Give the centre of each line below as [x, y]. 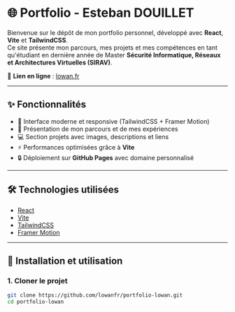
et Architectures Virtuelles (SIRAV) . [60, 62]
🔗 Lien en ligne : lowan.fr [43, 76]
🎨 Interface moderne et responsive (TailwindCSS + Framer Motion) [113, 121]
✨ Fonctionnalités [47, 105]
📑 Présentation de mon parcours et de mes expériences [98, 129]
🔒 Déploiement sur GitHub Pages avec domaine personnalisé [106, 157]
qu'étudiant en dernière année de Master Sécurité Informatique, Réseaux [114, 55]
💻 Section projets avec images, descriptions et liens [93, 136]
